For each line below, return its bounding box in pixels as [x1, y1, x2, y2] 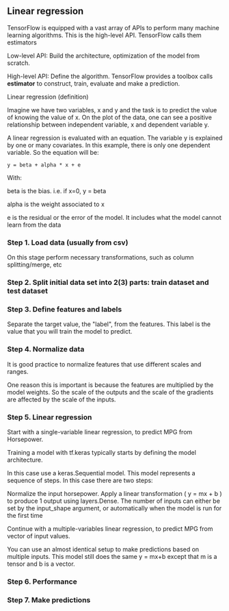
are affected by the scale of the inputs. [7, 395, 116, 403]
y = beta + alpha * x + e [7, 161, 81, 169]
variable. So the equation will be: [7, 148, 99, 156]
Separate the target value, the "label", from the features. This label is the [7, 320, 211, 328]
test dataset [7, 286, 48, 296]
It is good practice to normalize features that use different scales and [7, 360, 202, 369]
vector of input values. [7, 532, 70, 540]
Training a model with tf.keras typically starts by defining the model [7, 448, 197, 456]
